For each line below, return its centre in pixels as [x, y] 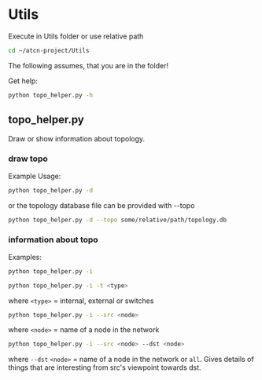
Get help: [23, 81]
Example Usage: [35, 176]
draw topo [28, 159]
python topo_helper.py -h [50, 95]
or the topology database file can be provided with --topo [101, 205]
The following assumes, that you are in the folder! [89, 65]
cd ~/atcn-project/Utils [49, 50]
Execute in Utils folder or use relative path [76, 36]
